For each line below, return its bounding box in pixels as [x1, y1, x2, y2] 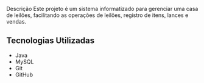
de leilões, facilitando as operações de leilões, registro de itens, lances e [6, 12, 189, 19]
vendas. [6, 18, 26, 25]
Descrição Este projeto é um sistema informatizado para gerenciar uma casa [6, 5, 199, 12]
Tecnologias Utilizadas [6, 36, 95, 46]
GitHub [15, 71, 33, 78]
